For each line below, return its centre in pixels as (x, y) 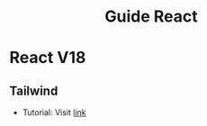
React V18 (48, 58)
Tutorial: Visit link (54, 112)
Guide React (151, 17)
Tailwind (34, 90)
